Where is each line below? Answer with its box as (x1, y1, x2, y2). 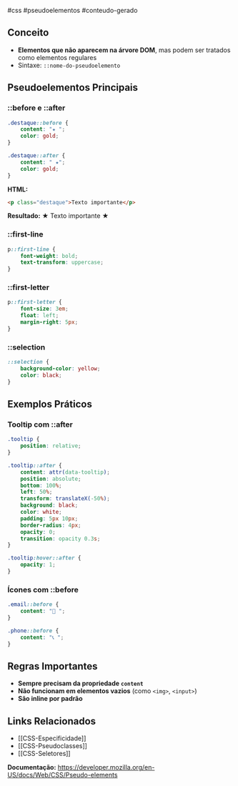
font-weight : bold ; (20, 252, 79, 259)
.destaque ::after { (7, 152, 66, 159)
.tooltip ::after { (7, 462, 62, 469)
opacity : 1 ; (20, 561, 56, 569)
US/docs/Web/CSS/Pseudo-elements (7, 771, 118, 780)
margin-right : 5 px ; (20, 319, 79, 326)
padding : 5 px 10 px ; (20, 514, 79, 522)
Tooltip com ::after (7, 419, 73, 429)
